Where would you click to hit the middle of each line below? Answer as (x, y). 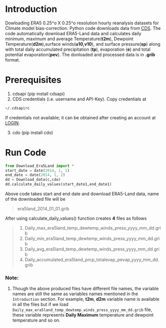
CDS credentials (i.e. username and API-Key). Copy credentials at (79, 99)
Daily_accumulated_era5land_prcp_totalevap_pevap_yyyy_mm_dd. (92, 260)
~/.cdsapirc (17, 108)
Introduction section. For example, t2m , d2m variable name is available (86, 299)
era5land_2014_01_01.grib (43, 209)
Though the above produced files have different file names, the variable (85, 289)
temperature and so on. (36, 320)
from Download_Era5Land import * (40, 166)
